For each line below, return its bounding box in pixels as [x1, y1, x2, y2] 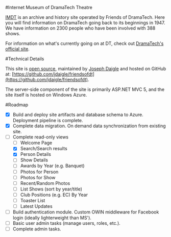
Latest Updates [20, 203, 53, 209]
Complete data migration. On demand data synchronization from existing [12, 123, 166, 129]
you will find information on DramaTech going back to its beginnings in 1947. [5, 20, 165, 26]
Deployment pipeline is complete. [12, 117, 83, 124]
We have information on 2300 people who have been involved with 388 [5, 25, 156, 31]
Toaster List [20, 197, 45, 203]
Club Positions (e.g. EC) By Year [20, 192, 88, 198]
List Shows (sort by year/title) [20, 186, 83, 192]
